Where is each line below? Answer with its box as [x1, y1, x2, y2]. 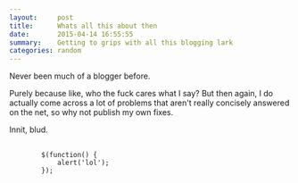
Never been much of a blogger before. [9, 71, 151, 81]
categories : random [9, 46, 82, 55]
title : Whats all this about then [9, 21, 158, 30]
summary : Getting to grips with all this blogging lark [9, 37, 234, 47]
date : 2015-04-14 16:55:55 [9, 29, 134, 38]
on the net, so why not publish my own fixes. [9, 107, 174, 118]
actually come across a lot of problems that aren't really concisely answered [9, 97, 290, 108]
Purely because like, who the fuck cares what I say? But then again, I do [9, 88, 274, 99]
